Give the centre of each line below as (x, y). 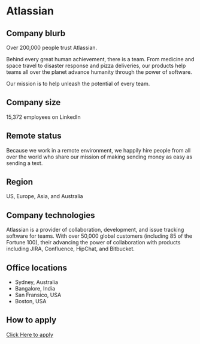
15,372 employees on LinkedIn (43, 117)
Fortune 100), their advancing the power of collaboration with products (93, 243)
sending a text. (25, 163)
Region (19, 182)
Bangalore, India (35, 289)
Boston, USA (31, 301)
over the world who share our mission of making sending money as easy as (99, 157)
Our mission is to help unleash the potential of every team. (78, 83)
